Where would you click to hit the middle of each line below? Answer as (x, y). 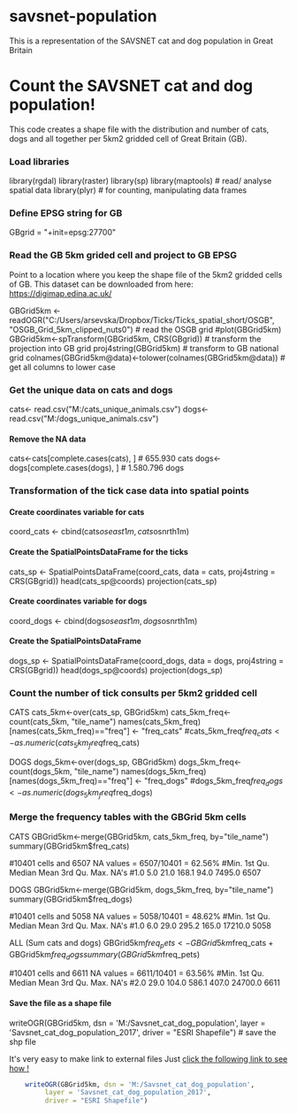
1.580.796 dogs (156, 468)
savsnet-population (83, 16)
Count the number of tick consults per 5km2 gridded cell (133, 693)
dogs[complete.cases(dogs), (62, 468)
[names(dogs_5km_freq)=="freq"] (71, 780)
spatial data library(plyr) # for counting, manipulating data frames (128, 190)
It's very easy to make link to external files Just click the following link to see (148, 1058)
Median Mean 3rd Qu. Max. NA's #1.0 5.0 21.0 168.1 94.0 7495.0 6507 (135, 872)
